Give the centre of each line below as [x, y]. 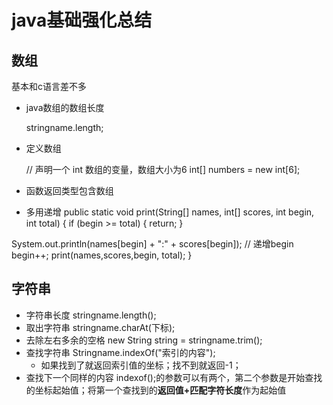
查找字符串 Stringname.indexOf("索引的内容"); [120, 352]
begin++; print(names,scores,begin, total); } [102, 255]
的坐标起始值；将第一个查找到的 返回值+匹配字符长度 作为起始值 [156, 390]
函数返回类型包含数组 [69, 190]
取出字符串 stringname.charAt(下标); [100, 327]
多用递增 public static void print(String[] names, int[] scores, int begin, [170, 212]
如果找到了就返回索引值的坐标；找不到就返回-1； [141, 365]
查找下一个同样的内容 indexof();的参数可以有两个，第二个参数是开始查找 [174, 377]
